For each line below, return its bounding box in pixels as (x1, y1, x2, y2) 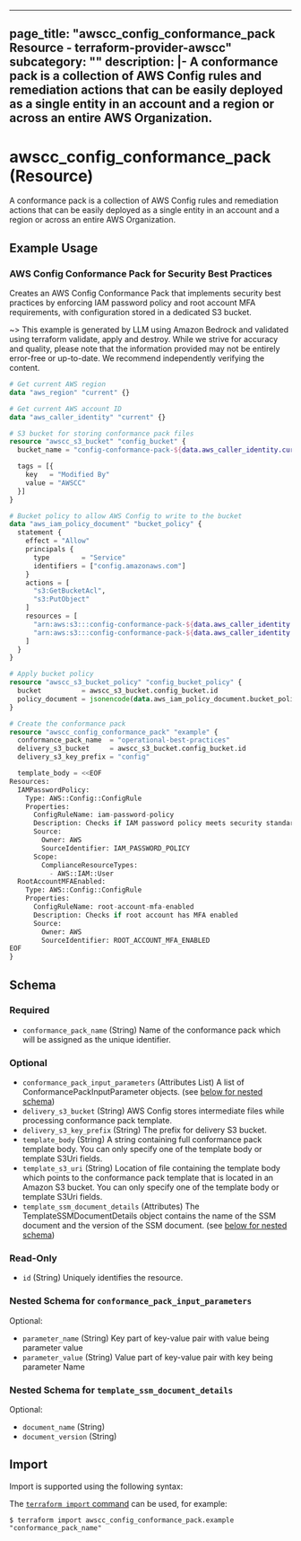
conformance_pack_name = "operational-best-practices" (17, 735, 230, 745)
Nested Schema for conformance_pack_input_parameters (9, 1295, 253, 1308)
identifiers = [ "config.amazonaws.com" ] (32, 561, 186, 570)
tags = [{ (17, 462, 54, 471)
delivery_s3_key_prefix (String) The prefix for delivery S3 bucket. (21, 1124, 267, 1136)
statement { (17, 528, 63, 537)
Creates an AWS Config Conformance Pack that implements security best (9, 288, 281, 299)
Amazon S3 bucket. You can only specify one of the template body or (21, 1182, 279, 1193)
